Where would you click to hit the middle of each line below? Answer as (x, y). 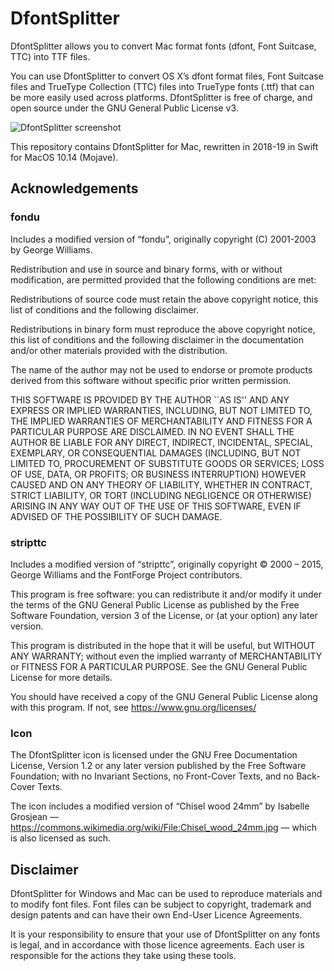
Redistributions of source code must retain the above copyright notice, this (164, 299)
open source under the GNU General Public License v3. (124, 108)
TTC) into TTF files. (50, 56)
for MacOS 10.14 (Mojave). (64, 157)
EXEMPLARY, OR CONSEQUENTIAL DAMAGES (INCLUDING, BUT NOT (156, 453)
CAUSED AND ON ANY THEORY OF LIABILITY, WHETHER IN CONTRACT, (161, 484)
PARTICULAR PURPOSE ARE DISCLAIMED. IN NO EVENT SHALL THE (152, 431)
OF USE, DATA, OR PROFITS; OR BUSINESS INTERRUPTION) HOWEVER (158, 474)
